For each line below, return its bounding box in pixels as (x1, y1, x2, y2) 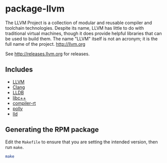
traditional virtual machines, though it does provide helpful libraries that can (5, 30, 162, 36)
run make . (5, 144, 24, 150)
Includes (5, 65, 33, 74)
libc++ (12, 95, 26, 101)
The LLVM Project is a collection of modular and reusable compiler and (5, 20, 152, 26)
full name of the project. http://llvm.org (5, 41, 86, 47)
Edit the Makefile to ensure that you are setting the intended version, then (5, 139, 158, 145)
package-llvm (5, 3, 65, 15)
